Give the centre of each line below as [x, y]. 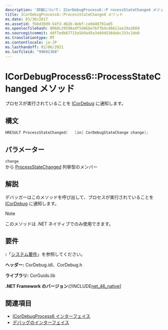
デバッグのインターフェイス [41, 322]
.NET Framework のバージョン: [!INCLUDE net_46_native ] [63, 286]
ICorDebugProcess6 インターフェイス [51, 316]
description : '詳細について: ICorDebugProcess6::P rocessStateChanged [78, 10]
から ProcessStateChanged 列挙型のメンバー [51, 167]
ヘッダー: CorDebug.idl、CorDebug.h [44, 265]
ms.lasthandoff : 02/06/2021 [34, 47]
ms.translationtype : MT [30, 38]
